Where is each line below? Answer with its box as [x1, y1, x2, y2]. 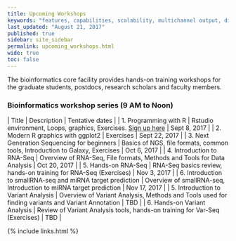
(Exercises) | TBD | [7, 214, 62, 222]
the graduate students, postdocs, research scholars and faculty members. [7, 82, 223, 91]
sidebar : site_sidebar [7, 37, 74, 44]
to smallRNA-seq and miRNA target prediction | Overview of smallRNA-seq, [7, 176, 225, 185]
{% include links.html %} [7, 227, 79, 235]
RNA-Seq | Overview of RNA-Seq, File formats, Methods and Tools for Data [7, 154, 225, 162]
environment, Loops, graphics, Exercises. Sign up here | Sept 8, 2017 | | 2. [7, 124, 222, 132]
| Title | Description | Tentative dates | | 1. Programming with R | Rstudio [7, 117, 214, 125]
